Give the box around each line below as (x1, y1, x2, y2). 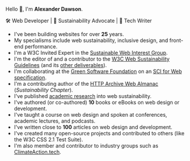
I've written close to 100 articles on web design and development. (13, 124, 173, 131)
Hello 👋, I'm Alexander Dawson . (5, 6, 83, 12)
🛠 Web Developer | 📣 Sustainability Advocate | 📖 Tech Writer (5, 17, 152, 24)
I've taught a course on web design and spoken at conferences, (13, 111, 167, 118)
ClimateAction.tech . (13, 149, 62, 155)
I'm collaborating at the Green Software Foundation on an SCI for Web (13, 68, 182, 75)
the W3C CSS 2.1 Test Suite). (13, 136, 83, 143)
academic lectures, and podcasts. (13, 117, 96, 124)
